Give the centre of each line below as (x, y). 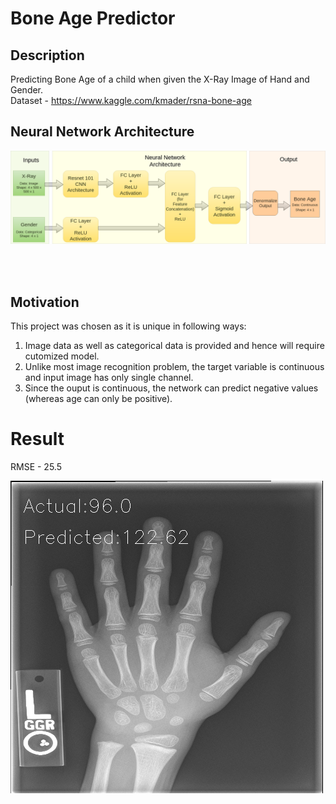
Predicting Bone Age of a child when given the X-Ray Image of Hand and (160, 79)
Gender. (27, 90)
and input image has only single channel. (109, 378)
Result (37, 439)
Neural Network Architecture (102, 132)
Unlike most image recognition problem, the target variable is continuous (174, 367)
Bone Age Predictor (93, 18)
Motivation (45, 302)
